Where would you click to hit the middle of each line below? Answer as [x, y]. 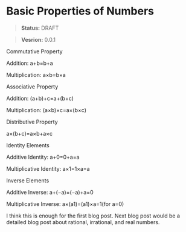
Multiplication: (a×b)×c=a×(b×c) [46, 110]
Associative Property [32, 87]
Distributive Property [32, 122]
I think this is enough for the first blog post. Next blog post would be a [93, 216]
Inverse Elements [28, 181]
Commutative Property [34, 51]
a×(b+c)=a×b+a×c [30, 133]
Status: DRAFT [40, 28]
